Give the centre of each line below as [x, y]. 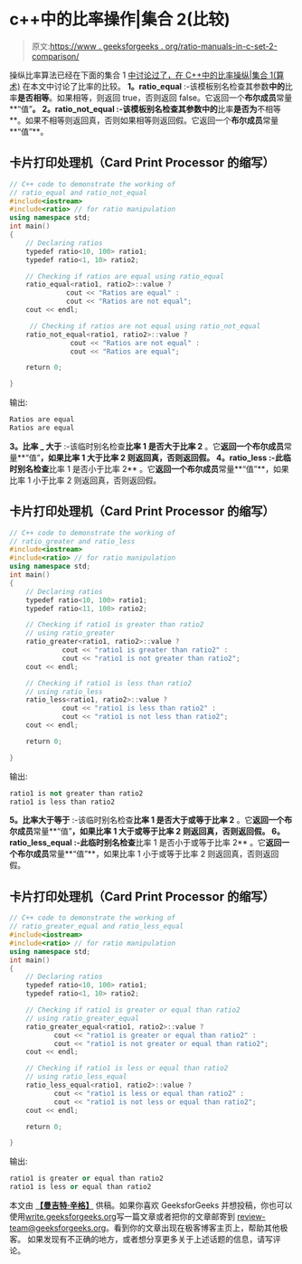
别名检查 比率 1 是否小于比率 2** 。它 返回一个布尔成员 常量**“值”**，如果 [153, 468]
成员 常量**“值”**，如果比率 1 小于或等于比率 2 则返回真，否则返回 [156, 854]
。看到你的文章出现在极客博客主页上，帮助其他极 [197, 1228]
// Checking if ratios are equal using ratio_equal [125, 276]
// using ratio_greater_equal [83, 1018]
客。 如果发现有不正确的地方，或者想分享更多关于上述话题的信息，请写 [141, 1239]
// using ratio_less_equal [76, 1077]
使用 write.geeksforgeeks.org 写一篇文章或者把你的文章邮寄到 [123, 1217]
